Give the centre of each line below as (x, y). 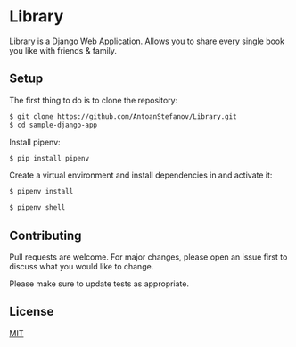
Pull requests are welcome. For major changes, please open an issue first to (148, 257)
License (32, 312)
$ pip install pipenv (49, 158)
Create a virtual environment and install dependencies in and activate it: (141, 175)
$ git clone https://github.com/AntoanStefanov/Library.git (123, 116)
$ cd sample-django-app (53, 125)
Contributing (45, 235)
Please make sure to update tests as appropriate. (99, 284)
